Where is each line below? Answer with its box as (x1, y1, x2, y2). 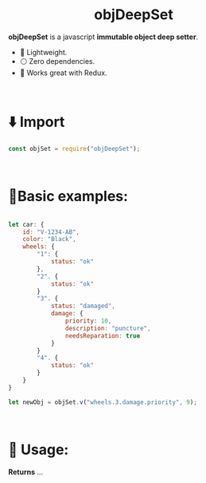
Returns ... (8, 467, 44, 477)
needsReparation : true (64, 331, 141, 340)
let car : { (8, 220, 45, 228)
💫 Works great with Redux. (19, 68, 107, 77)
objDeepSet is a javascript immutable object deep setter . (8, 32, 199, 42)
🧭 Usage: (8, 441, 69, 458)
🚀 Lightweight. (19, 47, 68, 57)
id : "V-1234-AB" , (22, 228, 80, 236)
